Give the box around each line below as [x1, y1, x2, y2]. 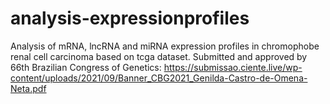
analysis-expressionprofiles [10, 7, 250, 30]
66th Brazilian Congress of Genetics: [10, 61, 162, 73]
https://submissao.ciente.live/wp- [163, 61, 303, 73]
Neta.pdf [10, 82, 47, 94]
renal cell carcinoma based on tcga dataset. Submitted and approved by [10, 50, 308, 62]
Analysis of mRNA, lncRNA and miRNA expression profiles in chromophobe [10, 40, 320, 52]
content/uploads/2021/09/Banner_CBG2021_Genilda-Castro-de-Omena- [10, 72, 308, 84]
